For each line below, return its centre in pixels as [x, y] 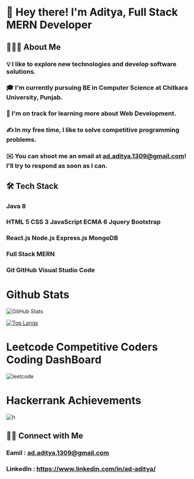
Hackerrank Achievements [74, 401]
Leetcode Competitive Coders [82, 347]
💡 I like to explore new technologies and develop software [92, 64]
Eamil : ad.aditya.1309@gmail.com [58, 453]
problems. [21, 140]
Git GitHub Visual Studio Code [51, 270]
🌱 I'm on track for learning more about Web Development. [91, 114]
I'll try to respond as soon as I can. [57, 166]
